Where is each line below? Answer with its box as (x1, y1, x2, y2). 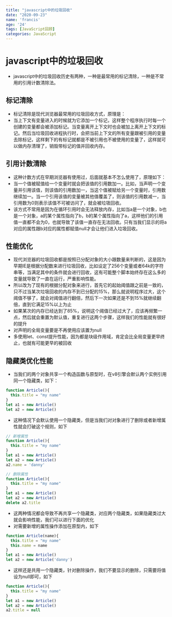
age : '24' (6, 22, 27, 27)
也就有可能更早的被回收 (22, 340, 72, 346)
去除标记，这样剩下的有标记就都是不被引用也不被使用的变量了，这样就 (13, 136, 162, 142)
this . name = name (10, 543, 48, 548)
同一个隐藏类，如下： (13, 377, 58, 384)
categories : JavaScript (6, 31, 57, 37)
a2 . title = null (6, 608, 40, 613)
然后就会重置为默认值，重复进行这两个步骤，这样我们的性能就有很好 (22, 314, 166, 320)
